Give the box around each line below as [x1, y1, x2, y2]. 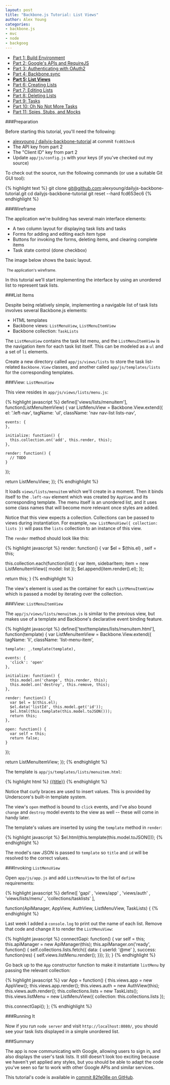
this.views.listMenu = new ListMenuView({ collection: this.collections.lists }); [5, 993, 165, 999]
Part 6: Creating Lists [12, 81, 57, 88]
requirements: [5, 880, 35, 886]
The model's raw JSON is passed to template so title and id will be [5, 849, 148, 855]
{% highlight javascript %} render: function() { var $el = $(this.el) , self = [5, 545, 157, 551]
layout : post [5, 7, 33, 13]
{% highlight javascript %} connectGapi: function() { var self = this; [5, 935, 146, 942]
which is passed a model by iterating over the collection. [5, 591, 123, 597]
